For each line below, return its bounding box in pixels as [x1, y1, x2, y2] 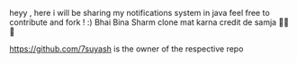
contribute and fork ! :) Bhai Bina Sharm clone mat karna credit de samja [9, 17, 277, 28]
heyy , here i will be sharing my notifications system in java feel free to [9, 8, 270, 18]
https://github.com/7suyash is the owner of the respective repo [9, 43, 244, 54]
